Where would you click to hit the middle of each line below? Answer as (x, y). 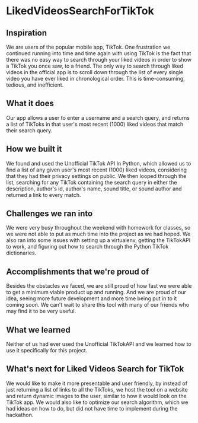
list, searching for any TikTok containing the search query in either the (92, 182)
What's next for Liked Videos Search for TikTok (95, 369)
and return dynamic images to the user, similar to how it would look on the (96, 396)
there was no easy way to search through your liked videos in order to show (99, 60)
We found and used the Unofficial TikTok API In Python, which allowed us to (99, 163)
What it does (30, 104)
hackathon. (20, 415)
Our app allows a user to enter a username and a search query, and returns (98, 117)
